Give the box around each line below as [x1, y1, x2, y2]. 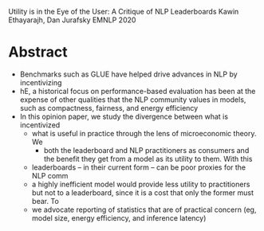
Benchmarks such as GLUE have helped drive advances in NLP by [19, 69, 238, 79]
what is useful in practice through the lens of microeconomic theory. [31, 128, 257, 138]
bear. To [31, 196, 60, 206]
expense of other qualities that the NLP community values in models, [19, 95, 246, 104]
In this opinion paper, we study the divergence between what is [19, 112, 229, 121]
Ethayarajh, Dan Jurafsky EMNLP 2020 [8, 15, 136, 25]
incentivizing [19, 77, 62, 87]
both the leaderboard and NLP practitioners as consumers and [43, 145, 250, 155]
